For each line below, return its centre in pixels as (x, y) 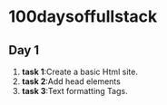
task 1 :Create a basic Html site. (79, 72)
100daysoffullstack (83, 17)
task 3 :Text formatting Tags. (74, 91)
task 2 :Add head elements (71, 81)
